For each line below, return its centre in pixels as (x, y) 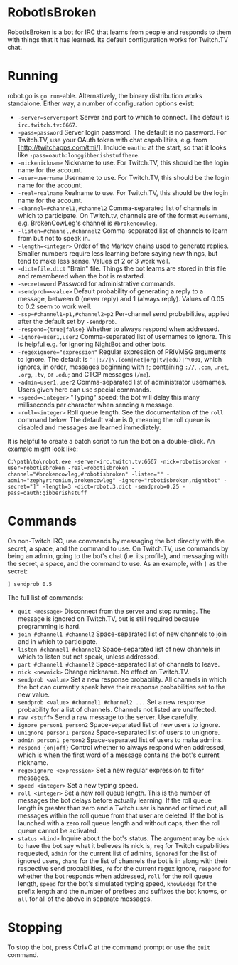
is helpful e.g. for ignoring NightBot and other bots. (92, 344)
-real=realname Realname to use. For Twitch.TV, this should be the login (123, 192)
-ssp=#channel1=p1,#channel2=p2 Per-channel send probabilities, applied (124, 313)
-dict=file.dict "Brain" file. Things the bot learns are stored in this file (122, 268)
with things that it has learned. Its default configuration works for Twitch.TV (118, 39)
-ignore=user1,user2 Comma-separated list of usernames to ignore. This (124, 336)
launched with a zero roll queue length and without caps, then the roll (119, 823)
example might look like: (43, 449)
